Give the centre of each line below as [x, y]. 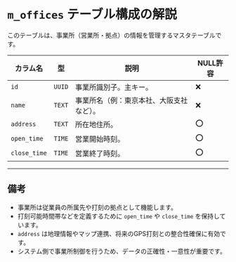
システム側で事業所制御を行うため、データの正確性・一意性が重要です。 [122, 251]
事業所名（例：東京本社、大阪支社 [131, 100]
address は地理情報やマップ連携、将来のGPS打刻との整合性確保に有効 [119, 233]
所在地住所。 [96, 125]
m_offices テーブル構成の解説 [92, 14]
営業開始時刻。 [100, 139]
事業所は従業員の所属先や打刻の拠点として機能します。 [97, 207]
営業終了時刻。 [100, 154]
